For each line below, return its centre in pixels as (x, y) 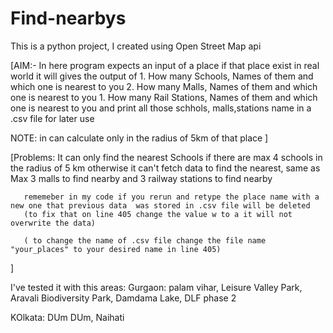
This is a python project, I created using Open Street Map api (136, 46)
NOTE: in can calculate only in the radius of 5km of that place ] (139, 138)
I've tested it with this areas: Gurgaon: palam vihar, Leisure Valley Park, (156, 287)
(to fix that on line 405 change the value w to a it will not (158, 214)
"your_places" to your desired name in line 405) (116, 249)
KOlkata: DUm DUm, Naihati (67, 317)
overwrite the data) (53, 223)
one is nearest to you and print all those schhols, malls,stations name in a (161, 108)
